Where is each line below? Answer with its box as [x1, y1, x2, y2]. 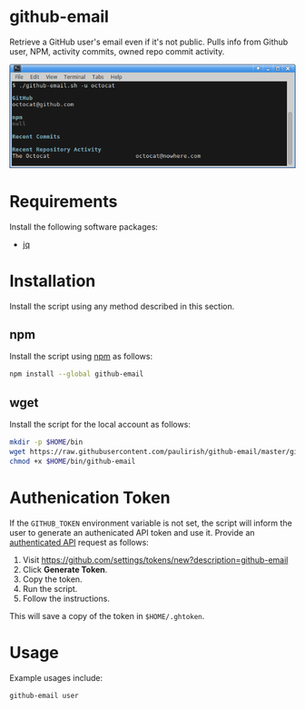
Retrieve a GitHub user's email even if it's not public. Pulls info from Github [9, 36, 289, 47]
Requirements [9, 191, 118, 212]
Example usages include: [9, 672, 103, 683]
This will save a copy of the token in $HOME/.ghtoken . [9, 610, 205, 621]
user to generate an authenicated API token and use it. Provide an [9, 527, 256, 537]
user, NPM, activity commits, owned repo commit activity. [9, 45, 225, 56]
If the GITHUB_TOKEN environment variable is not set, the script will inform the [9, 517, 292, 528]
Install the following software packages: [9, 221, 159, 232]
